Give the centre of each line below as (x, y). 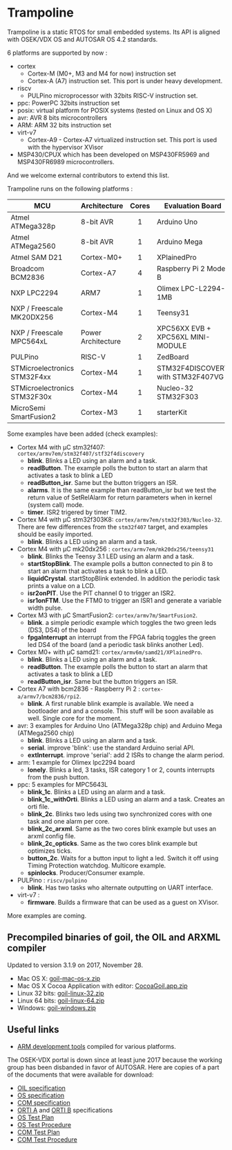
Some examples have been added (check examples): (83, 434)
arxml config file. (51, 835)
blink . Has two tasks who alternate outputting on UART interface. (120, 887)
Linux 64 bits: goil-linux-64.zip (61, 1000)
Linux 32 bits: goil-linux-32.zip (61, 993)
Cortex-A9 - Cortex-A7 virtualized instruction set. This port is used (122, 139)
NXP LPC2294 (35, 292)
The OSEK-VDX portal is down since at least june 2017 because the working (115, 1060)
